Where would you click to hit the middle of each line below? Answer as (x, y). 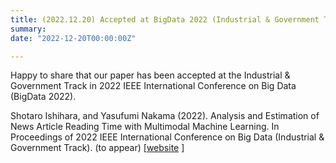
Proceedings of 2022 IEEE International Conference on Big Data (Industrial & (167, 137)
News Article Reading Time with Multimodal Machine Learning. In (145, 127)
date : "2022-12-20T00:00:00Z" (73, 38)
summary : (28, 29)
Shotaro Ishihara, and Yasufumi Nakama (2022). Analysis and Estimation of (165, 116)
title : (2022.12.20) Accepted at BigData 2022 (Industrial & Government (165, 19)
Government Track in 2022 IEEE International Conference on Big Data (153, 86)
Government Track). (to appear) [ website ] (97, 148)
